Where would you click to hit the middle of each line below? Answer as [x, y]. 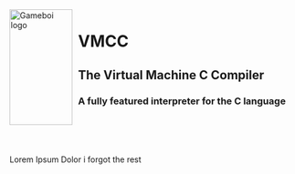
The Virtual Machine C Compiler [171, 75]
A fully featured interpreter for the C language [182, 101]
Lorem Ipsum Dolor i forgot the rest [75, 159]
